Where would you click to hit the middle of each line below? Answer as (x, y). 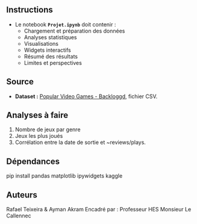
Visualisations (41, 43)
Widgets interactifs (47, 50)
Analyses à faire (37, 115)
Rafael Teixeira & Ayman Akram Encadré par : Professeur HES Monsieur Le (99, 210)
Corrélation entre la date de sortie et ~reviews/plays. (80, 142)
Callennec (19, 216)
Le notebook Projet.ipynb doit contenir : (65, 24)
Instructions (30, 10)
